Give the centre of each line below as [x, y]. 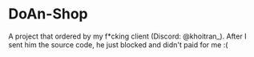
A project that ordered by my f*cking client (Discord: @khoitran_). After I [127, 36]
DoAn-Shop [48, 14]
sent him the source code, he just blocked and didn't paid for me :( [118, 44]
